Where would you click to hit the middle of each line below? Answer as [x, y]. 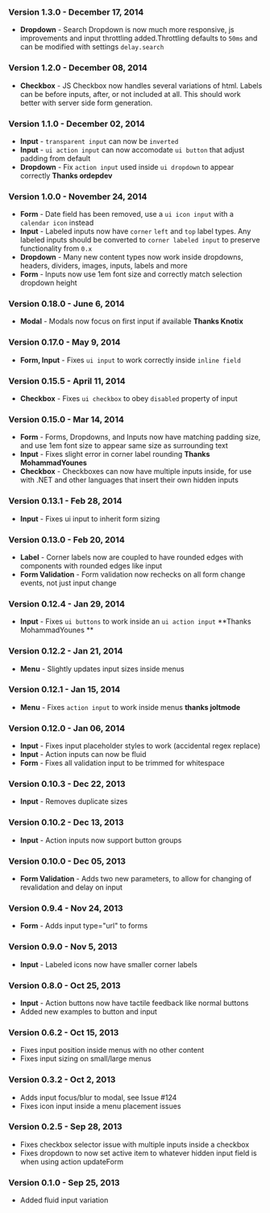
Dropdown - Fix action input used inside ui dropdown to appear [127, 167]
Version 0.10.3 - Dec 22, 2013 [67, 784]
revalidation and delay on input [71, 887]
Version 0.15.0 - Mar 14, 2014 [66, 419]
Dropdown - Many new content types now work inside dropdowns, [131, 257]
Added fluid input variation [64, 1200]
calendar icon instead [57, 223]
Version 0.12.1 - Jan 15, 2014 [64, 690]
